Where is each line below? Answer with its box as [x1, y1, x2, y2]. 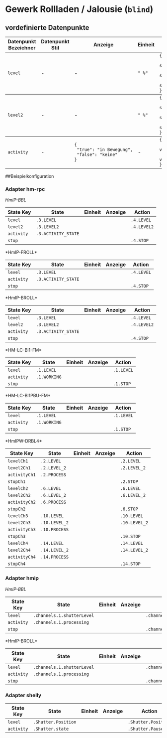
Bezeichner [8, 44, 36, 51]
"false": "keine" [77, 152, 118, 157]
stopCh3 [7, 534, 26, 539]
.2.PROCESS [40, 472, 66, 478]
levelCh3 [7, 513, 28, 519]
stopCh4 [7, 561, 26, 567]
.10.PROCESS [40, 527, 69, 533]
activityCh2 [7, 499, 36, 505]
